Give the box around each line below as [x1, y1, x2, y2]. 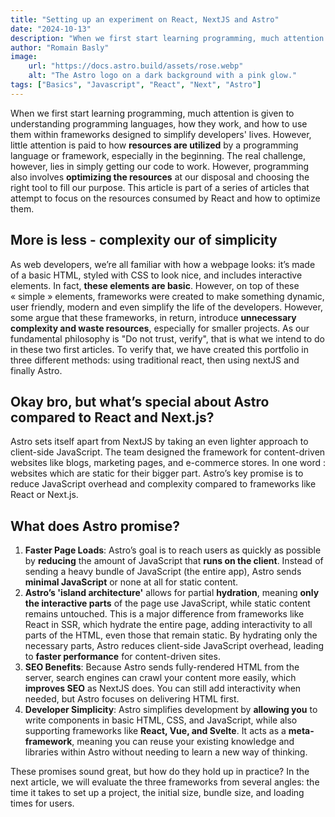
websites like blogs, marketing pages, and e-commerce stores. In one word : [10, 457, 326, 469]
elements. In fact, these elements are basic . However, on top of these [10, 279, 300, 291]
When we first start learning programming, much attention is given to [10, 107, 295, 119]
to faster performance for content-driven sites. [24, 651, 221, 663]
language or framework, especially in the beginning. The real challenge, [10, 149, 307, 161]
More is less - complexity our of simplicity [10, 232, 278, 249]
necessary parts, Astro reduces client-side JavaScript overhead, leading [24, 640, 325, 652]
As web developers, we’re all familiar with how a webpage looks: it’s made [10, 258, 316, 270]
